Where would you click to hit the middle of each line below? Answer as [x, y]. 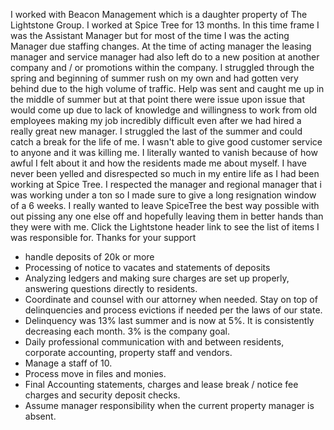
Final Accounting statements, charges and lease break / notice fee [161, 384]
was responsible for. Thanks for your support [103, 237]
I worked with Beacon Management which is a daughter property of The [159, 14]
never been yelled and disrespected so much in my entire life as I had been [165, 173]
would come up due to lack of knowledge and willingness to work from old [164, 110]
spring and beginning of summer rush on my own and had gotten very [154, 78]
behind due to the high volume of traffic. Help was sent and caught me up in [167, 88]
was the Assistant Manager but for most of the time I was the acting [150, 35]
